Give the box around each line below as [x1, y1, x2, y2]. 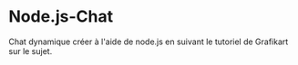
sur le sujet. [8, 45, 53, 56]
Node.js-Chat [8, 6, 114, 27]
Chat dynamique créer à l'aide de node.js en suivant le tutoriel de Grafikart [8, 36, 289, 47]
